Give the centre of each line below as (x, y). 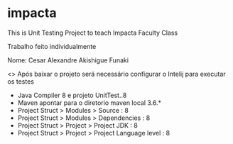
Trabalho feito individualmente (52, 46)
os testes (21, 81)
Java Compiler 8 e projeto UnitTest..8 (72, 95)
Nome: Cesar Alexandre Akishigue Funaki (68, 60)
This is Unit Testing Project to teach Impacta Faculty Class (93, 33)
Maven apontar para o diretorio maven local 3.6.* (90, 103)
